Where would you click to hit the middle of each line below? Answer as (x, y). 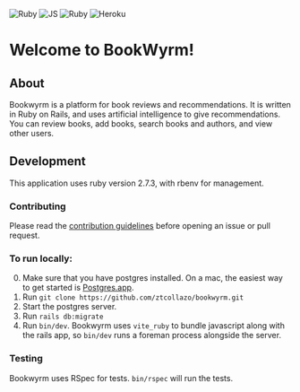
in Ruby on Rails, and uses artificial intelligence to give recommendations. (145, 114)
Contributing (38, 206)
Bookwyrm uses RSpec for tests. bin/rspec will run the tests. (121, 378)
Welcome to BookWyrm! (102, 50)
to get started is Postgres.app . (78, 288)
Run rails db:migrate (63, 316)
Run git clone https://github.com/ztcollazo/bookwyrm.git (133, 297)
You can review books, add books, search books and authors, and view (141, 124)
